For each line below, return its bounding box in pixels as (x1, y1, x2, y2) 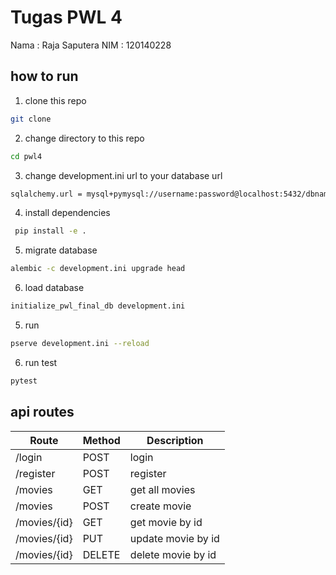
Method (82, 433, 121, 447)
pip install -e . (14, 226, 87, 236)
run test (24, 356, 58, 368)
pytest (10, 376, 38, 386)
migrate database (24, 244, 98, 256)
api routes (10, 404, 75, 421)
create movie (129, 499, 192, 513)
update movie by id (129, 531, 220, 545)
